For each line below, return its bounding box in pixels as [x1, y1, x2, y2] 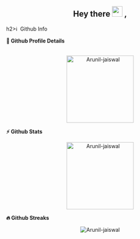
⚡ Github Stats [6, 128, 43, 135]
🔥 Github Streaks [6, 214, 49, 221]
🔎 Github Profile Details [6, 37, 65, 44]
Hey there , [73, 9, 127, 19]
